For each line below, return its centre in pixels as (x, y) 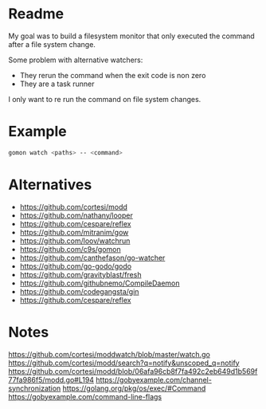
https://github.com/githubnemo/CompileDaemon (100, 283)
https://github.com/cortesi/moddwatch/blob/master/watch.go (110, 354)
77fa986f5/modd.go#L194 (51, 380)
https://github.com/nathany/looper (76, 215)
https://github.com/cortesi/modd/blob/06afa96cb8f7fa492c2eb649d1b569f (133, 371)
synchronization (35, 388)
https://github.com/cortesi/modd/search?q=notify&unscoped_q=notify (124, 363)
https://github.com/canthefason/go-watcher (92, 258)
